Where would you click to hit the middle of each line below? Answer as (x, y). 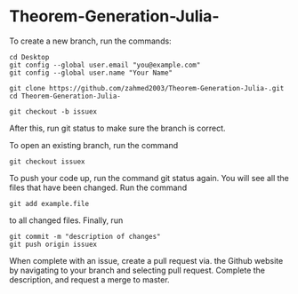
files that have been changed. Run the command (98, 187)
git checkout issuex (48, 162)
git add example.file (49, 203)
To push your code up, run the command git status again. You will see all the (149, 178)
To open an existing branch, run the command (94, 145)
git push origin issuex (53, 244)
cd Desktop (29, 57)
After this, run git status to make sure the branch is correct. (117, 128)
